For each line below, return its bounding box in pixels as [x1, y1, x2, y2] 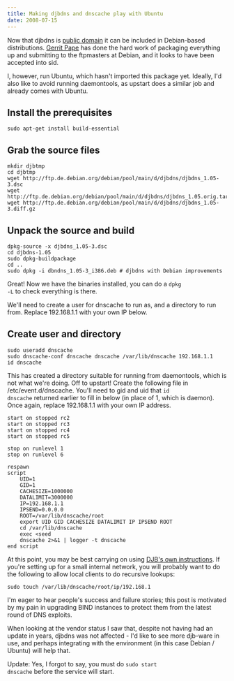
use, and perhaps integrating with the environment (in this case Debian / [7, 638, 214, 647]
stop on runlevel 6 [7, 451, 64, 458]
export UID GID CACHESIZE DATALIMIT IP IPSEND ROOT [19, 518, 173, 525]
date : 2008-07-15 [7, 17, 58, 24]
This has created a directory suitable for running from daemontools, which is [7, 371, 227, 379]
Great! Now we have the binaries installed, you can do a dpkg [7, 279, 182, 288]
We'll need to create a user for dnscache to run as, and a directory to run [7, 300, 217, 309]
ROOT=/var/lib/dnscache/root [19, 512, 104, 519]
